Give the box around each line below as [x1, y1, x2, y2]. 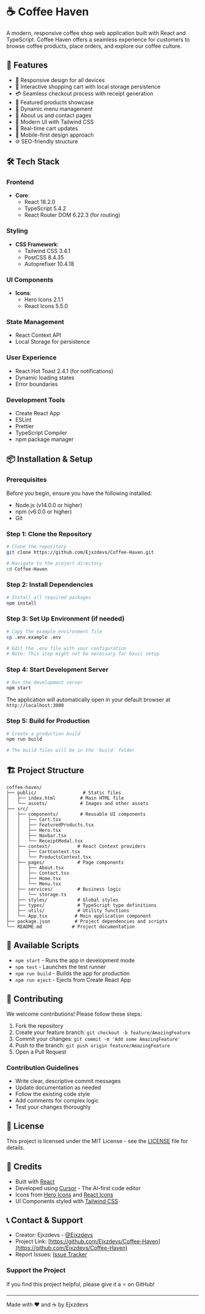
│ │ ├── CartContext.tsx [6, 849, 81, 855]
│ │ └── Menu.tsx [6, 881, 62, 887]
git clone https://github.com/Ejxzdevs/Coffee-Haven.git [6, 549, 154, 555]
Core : [15, 192, 30, 199]
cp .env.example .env [6, 634, 62, 640]
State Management [6, 317, 65, 326]
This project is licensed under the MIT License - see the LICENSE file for [6, 1137, 188, 1144]
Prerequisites [6, 475, 47, 484]
